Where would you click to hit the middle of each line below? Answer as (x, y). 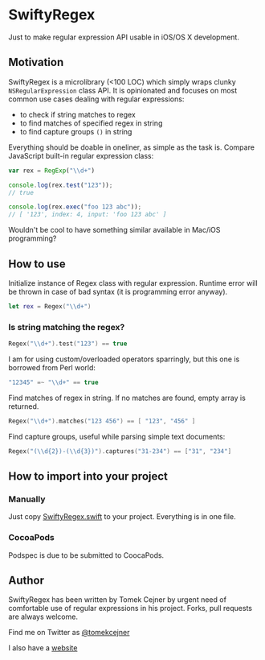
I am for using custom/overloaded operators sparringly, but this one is (124, 359)
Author (26, 580)
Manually (27, 499)
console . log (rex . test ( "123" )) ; (61, 185)
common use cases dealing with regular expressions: (96, 99)
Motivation (36, 62)
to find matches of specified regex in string (91, 123)
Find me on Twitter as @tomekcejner (69, 633)
